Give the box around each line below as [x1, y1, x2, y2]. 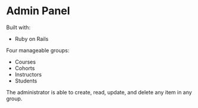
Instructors [14, 71, 42, 78]
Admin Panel [6, 4, 70, 18]
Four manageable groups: [6, 46, 70, 54]
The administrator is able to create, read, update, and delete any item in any [6, 88, 192, 96]
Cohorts [14, 64, 35, 72]
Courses [14, 58, 36, 65]
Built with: [6, 24, 31, 31]
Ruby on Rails [14, 35, 49, 42]
